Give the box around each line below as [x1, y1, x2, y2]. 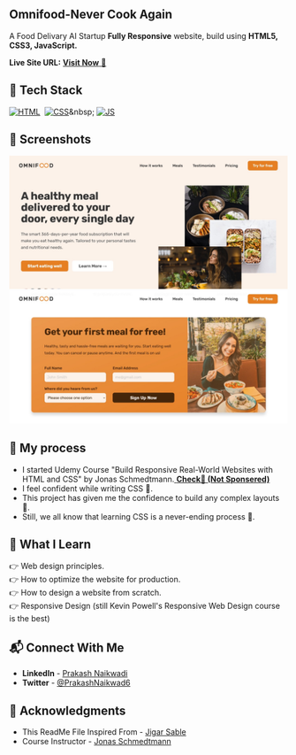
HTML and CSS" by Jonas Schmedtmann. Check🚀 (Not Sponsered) [21, 474, 270, 484]
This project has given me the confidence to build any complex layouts [21, 492, 280, 503]
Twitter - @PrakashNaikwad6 [21, 677, 131, 689]
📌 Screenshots [9, 132, 92, 147]
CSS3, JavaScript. [9, 40, 78, 50]
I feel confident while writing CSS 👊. [21, 482, 153, 494]
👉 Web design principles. [9, 561, 104, 572]
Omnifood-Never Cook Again [9, 7, 173, 22]
